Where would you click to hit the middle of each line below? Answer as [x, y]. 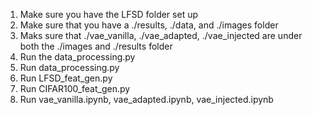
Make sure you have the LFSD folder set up [108, 14]
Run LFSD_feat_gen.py [66, 78]
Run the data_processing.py [77, 57]
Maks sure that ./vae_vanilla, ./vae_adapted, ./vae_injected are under [161, 35]
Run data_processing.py [69, 67]
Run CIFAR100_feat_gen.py [75, 88]
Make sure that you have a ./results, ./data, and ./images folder [149, 25]
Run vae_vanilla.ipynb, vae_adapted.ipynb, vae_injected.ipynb [146, 99]
